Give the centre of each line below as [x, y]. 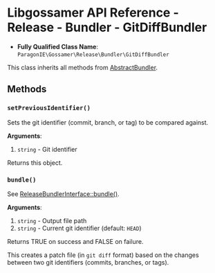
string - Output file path [52, 220]
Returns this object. [35, 162]
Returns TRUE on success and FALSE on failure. [75, 241]
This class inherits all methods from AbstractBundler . [82, 67]
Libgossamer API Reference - [93, 13]
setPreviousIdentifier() [49, 108]
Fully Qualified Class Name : [58, 46]
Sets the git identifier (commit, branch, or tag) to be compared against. [108, 122]
